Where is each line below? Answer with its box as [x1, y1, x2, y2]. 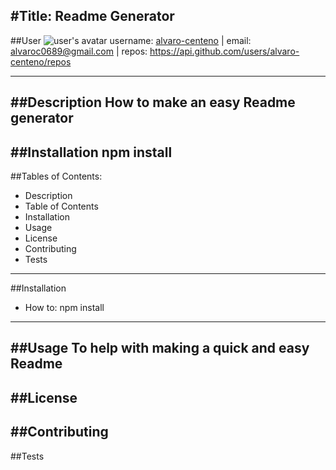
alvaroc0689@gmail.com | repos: [10, 45, 148, 57]
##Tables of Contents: [10, 170, 103, 183]
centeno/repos [10, 55, 72, 68]
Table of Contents [24, 200, 99, 213]
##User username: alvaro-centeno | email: [10, 34, 252, 46]
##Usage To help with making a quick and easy [10, 340, 310, 357]
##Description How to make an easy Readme [10, 94, 296, 111]
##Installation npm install [10, 144, 173, 161]
